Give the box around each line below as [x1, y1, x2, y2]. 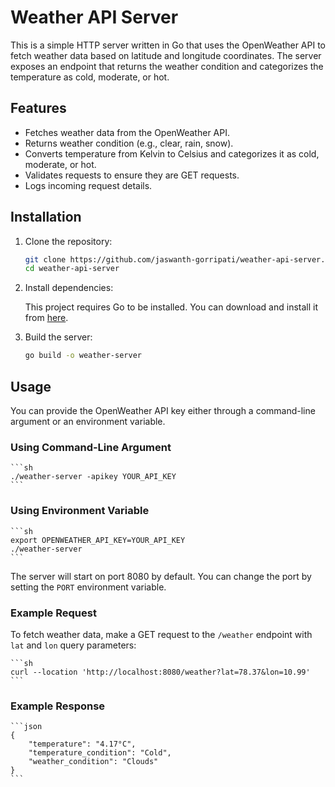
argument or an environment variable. [10, 416, 166, 427]
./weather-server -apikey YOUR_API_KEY [10, 472, 177, 482]
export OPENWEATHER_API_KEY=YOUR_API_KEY [10, 535, 186, 545]
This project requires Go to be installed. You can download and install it [24, 301, 319, 313]
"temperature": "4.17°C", [28, 739, 137, 750]
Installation [10, 209, 82, 226]
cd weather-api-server [24, 264, 120, 274]
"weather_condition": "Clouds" [28, 757, 159, 767]
